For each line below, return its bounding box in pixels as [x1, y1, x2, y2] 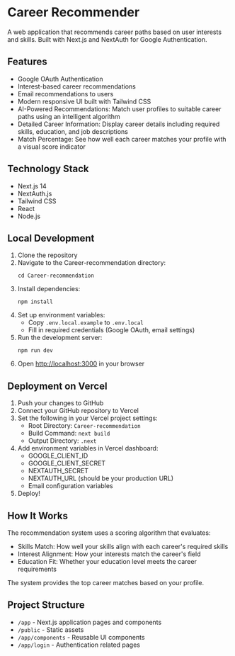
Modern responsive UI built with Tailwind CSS [17, 97, 151, 106]
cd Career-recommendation [17, 272, 94, 280]
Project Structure [7, 599, 85, 611]
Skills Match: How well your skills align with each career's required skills [17, 543, 229, 550]
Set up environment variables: [17, 311, 105, 319]
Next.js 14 [17, 181, 47, 190]
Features [7, 56, 47, 68]
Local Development [7, 232, 95, 244]
